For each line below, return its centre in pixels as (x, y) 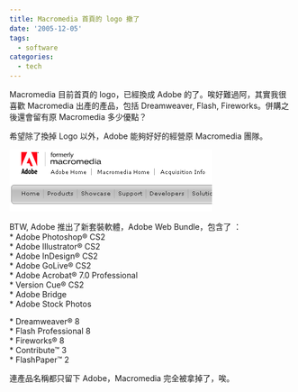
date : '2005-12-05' (46, 28)
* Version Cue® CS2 (47, 285)
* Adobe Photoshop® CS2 (58, 237)
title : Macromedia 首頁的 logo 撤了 (75, 19)
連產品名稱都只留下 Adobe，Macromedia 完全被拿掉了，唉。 (122, 378)
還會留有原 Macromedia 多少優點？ (82, 117)
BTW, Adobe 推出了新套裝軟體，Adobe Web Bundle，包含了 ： (125, 227)
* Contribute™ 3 (38, 350)
